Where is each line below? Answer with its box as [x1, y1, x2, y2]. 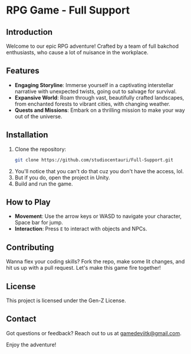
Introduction [6, 27, 53, 37]
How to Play [6, 197, 51, 207]
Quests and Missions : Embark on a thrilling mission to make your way [14, 107, 185, 114]
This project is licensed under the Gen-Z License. [6, 297, 126, 304]
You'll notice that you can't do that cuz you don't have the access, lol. [14, 167, 184, 174]
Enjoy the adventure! [6, 341, 57, 348]
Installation [6, 130, 48, 140]
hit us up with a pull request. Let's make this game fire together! [6, 264, 161, 272]
